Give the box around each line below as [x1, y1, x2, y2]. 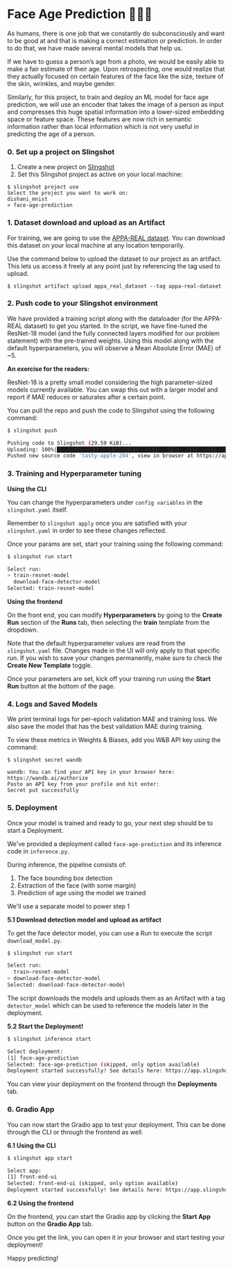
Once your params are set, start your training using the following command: [7, 539, 224, 548]
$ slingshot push [7, 426, 58, 434]
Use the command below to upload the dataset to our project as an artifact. [7, 254, 222, 263]
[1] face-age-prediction [7, 1054, 79, 1062]
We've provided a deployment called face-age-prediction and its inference [7, 839, 222, 848]
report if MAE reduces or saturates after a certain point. [7, 392, 166, 401]
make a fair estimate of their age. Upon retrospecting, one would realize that [7, 64, 225, 73]
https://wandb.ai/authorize [7, 775, 89, 782]
